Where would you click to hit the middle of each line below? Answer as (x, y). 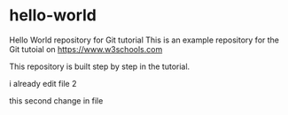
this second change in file (56, 100)
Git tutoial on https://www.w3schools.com (86, 49)
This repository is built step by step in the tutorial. (100, 66)
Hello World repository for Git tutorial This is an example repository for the (144, 40)
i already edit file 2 (43, 83)
